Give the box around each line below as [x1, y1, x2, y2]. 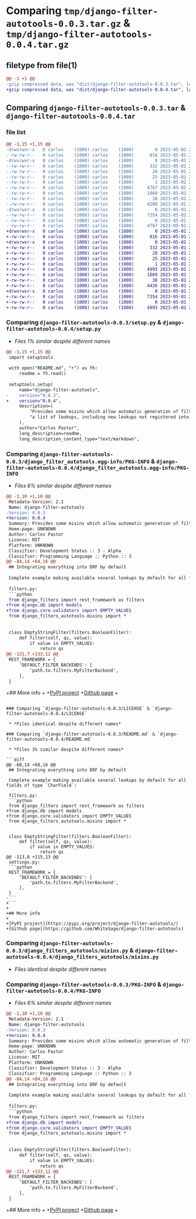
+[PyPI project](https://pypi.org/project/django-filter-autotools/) [6, 921, 179, 926]
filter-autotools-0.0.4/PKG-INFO [6, 987, 101, 994]
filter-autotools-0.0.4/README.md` [6, 736, 93, 742]
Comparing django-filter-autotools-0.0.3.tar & [6, 103, 186, 113]
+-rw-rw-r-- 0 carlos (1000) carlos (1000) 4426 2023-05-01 [6, 283, 187, 289]
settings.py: [8, 859, 41, 865]
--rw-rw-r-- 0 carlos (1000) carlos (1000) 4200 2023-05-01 [6, 201, 187, 207]
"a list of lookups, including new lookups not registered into [29, 414, 190, 420]
